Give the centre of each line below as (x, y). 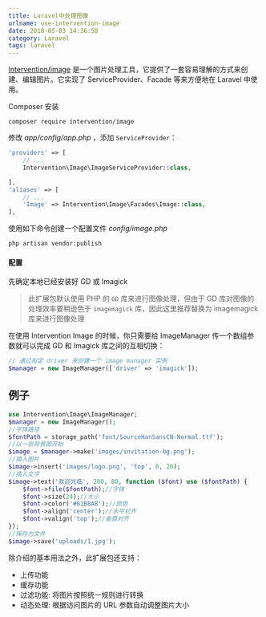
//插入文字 (24, 474)
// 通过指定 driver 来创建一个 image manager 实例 (88, 361)
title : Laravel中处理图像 (48, 16)
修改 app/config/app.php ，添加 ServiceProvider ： (93, 138)
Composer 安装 (34, 107)
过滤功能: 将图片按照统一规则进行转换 (82, 595)
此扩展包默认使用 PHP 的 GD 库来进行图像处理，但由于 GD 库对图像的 (141, 298)
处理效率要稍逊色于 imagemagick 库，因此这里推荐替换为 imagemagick (143, 309)
